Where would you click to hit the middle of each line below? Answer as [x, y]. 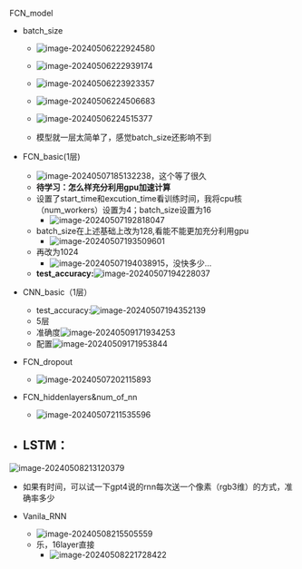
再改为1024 [57, 252]
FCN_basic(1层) [51, 157]
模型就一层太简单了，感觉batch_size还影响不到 [123, 137]
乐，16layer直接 [65, 544]
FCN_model [31, 13]
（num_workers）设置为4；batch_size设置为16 [123, 210]
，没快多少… [188, 263]
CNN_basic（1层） [57, 292]
